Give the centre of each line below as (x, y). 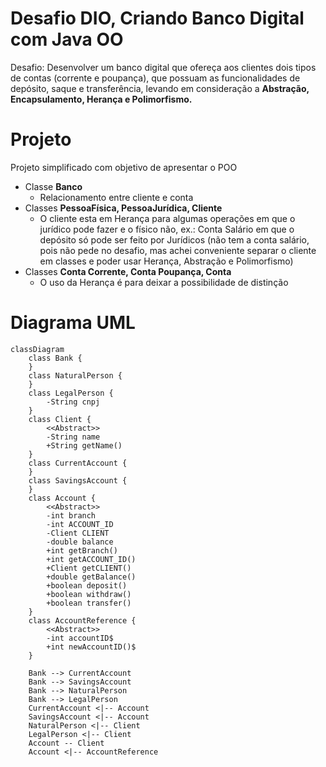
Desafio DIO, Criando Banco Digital (157, 18)
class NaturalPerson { (75, 375)
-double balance (80, 542)
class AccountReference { (82, 620)
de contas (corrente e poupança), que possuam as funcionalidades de (155, 78)
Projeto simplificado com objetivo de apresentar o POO (124, 167)
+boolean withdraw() (89, 594)
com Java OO (67, 39)
